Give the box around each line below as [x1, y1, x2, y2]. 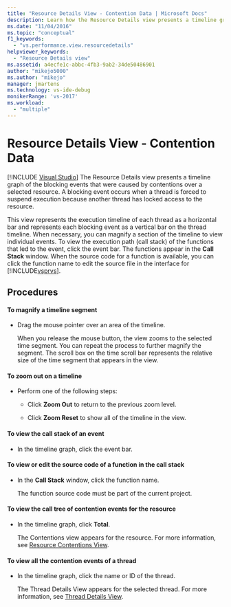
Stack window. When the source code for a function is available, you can [7, 252, 214, 260]
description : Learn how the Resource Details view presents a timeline [7, 16, 217, 23]
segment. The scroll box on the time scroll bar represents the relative [16, 349, 213, 357]
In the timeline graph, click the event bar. [16, 445, 133, 453]
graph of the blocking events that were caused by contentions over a [7, 180, 203, 188]
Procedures [7, 287, 58, 298]
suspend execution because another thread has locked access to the [7, 195, 203, 203]
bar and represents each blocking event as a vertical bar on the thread [7, 223, 207, 231]
